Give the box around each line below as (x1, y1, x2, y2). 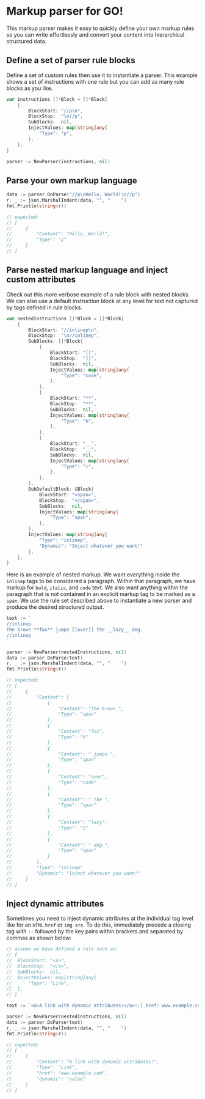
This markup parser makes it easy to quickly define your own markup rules (6, 24, 195, 32)
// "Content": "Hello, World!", (6, 231, 111, 237)
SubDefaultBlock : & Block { (28, 486, 95, 492)
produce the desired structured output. (6, 603, 104, 611)
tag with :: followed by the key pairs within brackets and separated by (6, 928, 184, 935)
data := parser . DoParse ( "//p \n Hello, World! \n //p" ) (6, 191, 140, 198)
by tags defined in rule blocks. (6, 304, 82, 311)
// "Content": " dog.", (6, 842, 111, 848)
